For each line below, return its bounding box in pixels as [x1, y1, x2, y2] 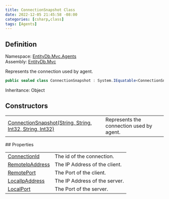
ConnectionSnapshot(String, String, [8, 119, 92, 126]
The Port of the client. [54, 169, 106, 176]
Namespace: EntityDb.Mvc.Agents [5, 53, 76, 59]
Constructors [5, 102, 48, 111]
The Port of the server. [54, 185, 109, 192]
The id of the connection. [54, 153, 114, 160]
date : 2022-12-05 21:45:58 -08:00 [5, 12, 78, 17]
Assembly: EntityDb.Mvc [5, 59, 56, 65]
